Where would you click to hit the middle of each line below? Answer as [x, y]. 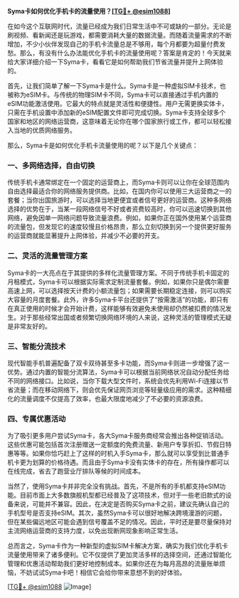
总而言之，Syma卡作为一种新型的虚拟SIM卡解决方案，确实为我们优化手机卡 [118, 546]
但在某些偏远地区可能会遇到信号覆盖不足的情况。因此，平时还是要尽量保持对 [119, 522]
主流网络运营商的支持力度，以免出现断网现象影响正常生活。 [95, 531]
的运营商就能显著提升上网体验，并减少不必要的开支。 [85, 236]
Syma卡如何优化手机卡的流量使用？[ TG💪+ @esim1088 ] [89, 11]
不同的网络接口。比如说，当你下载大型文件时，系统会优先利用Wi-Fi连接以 [115, 380]
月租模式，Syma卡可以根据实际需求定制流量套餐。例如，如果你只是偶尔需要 [118, 282]
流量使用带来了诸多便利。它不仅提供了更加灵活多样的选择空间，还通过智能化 [119, 555]
